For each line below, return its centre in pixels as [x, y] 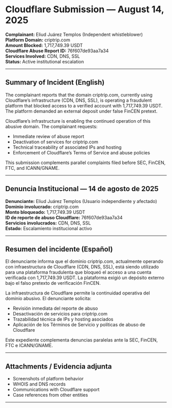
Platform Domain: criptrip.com [38, 40]
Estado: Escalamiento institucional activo [49, 228]
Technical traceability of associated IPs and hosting [67, 147]
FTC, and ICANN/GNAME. [33, 168]
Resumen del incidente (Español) [59, 249]
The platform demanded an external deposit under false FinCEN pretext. [81, 111]
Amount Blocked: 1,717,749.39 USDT [44, 45]
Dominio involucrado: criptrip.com [42, 207]
